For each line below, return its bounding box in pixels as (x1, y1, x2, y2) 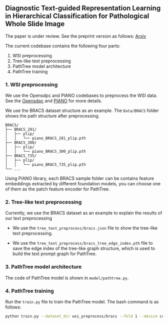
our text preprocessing (5, 215, 52, 222)
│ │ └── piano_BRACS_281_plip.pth (5, 136, 86, 141)
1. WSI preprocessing (5, 81, 58, 88)
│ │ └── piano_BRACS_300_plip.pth (5, 149, 86, 154)
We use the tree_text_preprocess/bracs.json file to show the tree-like (12, 225, 158, 231)
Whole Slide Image (5, 20, 65, 28)
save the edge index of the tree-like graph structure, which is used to (12, 246, 155, 252)
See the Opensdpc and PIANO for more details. (5, 98, 102, 104)
